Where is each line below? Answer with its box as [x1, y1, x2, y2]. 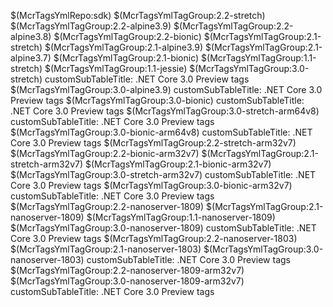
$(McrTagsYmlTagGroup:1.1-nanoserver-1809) [86, 211, 276, 223]
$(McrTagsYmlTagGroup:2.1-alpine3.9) [44, 41, 203, 53]
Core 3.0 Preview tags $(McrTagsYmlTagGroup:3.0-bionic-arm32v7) [10, 180, 293, 191]
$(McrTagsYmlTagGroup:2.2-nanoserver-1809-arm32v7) [10, 265, 245, 276]
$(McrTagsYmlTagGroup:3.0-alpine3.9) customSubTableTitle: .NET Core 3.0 [10, 84, 323, 95]
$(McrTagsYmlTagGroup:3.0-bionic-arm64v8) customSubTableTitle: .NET [10, 126, 313, 138]
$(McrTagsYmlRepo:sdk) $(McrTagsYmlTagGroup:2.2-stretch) [10, 10, 266, 21]
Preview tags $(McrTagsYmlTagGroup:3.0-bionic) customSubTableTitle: [10, 95, 305, 106]
